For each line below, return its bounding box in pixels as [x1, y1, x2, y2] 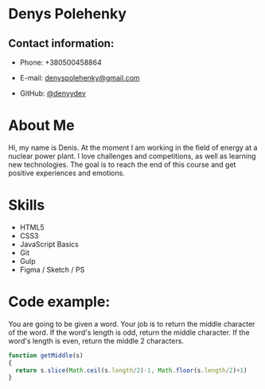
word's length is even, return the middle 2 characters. [8, 336, 185, 345]
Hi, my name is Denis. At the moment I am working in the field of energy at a [8, 143, 258, 152]
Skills [8, 196, 45, 214]
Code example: [8, 293, 111, 311]
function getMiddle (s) [8, 352, 84, 360]
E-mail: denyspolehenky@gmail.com [19, 73, 141, 82]
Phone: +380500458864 [19, 57, 102, 67]
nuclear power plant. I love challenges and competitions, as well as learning [8, 151, 256, 160]
